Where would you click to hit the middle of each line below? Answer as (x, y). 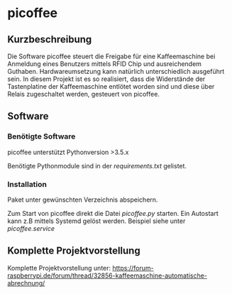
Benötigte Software (42, 136)
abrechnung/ (26, 283)
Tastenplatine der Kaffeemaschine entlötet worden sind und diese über (111, 86)
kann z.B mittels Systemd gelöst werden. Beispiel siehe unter (96, 221)
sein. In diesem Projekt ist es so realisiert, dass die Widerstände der (106, 79)
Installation (27, 184)
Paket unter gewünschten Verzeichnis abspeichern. (83, 200)
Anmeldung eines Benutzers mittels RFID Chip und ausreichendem (105, 64)
